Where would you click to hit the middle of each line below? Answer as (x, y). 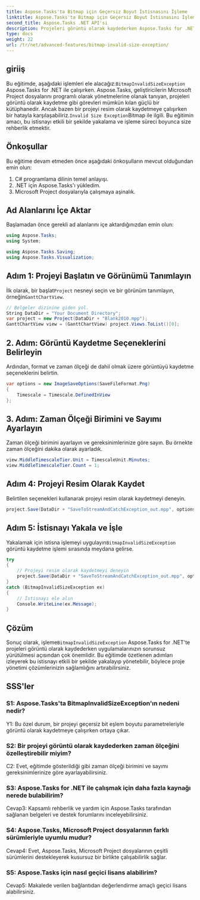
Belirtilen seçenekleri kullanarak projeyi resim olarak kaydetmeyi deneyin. (96, 498)
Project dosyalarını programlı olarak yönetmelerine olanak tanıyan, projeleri (98, 96)
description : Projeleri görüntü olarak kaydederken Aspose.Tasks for (94, 28)
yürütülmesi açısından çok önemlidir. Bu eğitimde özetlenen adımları (90, 655)
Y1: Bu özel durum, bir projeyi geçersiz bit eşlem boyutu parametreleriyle (95, 724)
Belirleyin (24, 352)
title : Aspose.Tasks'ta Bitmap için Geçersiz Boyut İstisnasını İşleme (97, 12)
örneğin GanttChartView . (35, 296)
